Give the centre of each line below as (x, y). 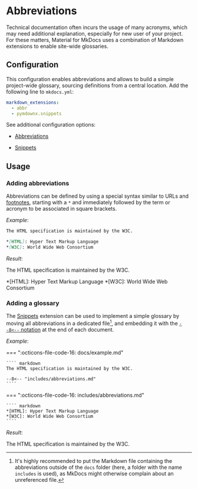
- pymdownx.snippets (37, 114)
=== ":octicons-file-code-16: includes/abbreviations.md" (75, 395)
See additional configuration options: (51, 125)
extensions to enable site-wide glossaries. (57, 46)
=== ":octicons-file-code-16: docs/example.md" (65, 352)
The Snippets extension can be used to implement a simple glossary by (93, 316)
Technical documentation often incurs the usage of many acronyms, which (97, 27)
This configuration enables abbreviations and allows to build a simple (90, 79)
